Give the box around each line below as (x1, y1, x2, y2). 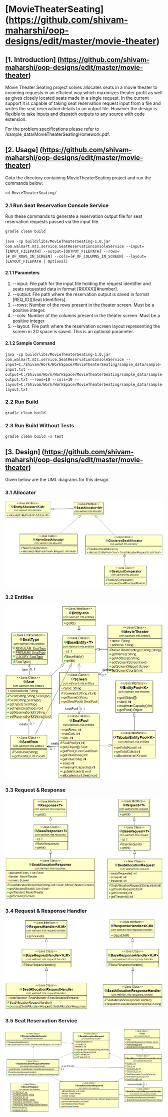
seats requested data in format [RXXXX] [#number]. (12, 286, 118, 292)
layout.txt (5, 387, 28, 392)
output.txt (5, 377, 28, 382)
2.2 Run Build (5, 398, 38, 405)
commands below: (5, 180, 43, 186)
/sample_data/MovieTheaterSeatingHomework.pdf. (5, 131, 110, 137)
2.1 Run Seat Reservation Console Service (5, 202, 109, 209)
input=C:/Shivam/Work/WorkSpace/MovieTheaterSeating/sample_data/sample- (5, 362, 162, 367)
